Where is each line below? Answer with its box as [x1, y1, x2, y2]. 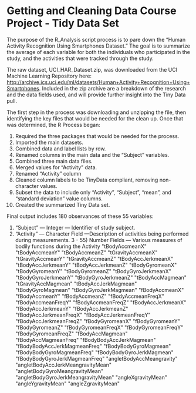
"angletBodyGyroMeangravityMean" [15, 367, 104, 374]
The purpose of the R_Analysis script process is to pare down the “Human [6, 36, 186, 43]
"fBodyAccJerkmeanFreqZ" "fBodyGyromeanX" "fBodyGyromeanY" [15, 317, 181, 324]
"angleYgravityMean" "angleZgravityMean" [15, 380, 120, 387]
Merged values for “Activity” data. [15, 163, 97, 171]
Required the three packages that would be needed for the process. [15, 132, 180, 139]
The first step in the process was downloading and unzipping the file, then [6, 109, 187, 116]
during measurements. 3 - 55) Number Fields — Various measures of [15, 236, 183, 243]
